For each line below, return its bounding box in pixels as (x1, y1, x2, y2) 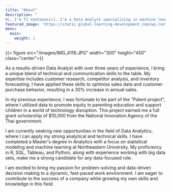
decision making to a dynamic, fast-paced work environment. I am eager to (5, 170, 163, 176)
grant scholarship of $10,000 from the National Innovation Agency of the (5, 112, 157, 118)
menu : (5, 26, 17, 31)
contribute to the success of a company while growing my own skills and (5, 175, 158, 181)
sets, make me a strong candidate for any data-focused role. (5, 154, 132, 161)
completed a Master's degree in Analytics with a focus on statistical (5, 138, 148, 145)
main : (10, 31, 22, 36)
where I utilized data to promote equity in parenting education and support (5, 102, 161, 108)
